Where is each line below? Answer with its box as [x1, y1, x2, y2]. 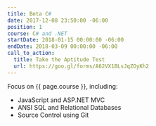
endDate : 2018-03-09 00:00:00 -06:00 [7, 43, 118, 50]
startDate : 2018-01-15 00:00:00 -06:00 [7, 37, 124, 44]
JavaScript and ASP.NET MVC [17, 96, 105, 104]
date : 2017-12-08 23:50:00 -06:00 [7, 17, 109, 24]
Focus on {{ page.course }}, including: [7, 82, 118, 90]
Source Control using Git [17, 111, 89, 119]
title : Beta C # [7, 10, 52, 18]
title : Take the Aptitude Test [13, 56, 105, 63]
